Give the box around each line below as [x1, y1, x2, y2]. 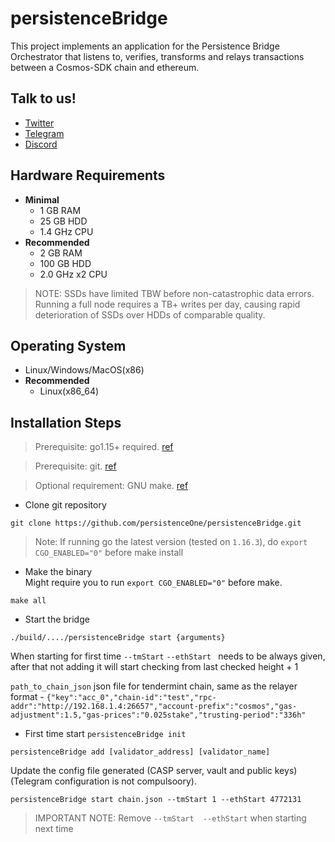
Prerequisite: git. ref [34, 460, 117, 472]
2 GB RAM [39, 247, 83, 259]
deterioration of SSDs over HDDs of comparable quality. [34, 308, 266, 321]
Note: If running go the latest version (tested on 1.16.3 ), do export [34, 536, 308, 548]
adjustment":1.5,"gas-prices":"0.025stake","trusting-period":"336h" [10, 710, 307, 721]
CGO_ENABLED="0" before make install [34, 547, 184, 559]
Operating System [10, 337, 127, 354]
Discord [24, 138, 58, 150]
